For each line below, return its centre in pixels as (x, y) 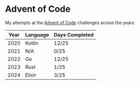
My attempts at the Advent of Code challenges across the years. (70, 23)
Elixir (31, 75)
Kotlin (32, 43)
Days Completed (74, 34)
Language (37, 34)
